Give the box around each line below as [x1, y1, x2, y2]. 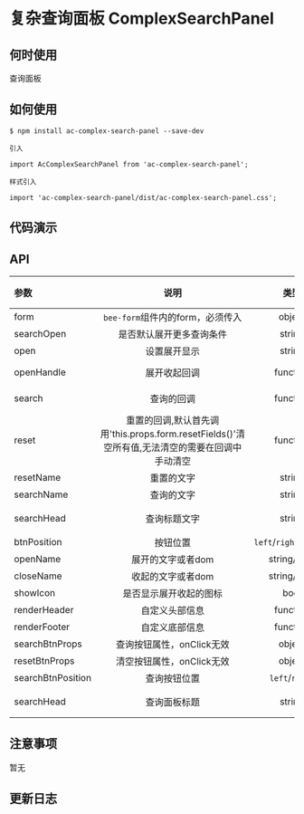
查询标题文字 [145, 512, 201, 525]
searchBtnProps [14, 637, 83, 650]
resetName [14, 472, 62, 484]
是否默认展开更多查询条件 [118, 328, 228, 340]
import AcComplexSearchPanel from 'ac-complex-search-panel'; [9, 159, 249, 168]
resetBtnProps [14, 655, 75, 667]
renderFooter [14, 621, 71, 634]
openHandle [14, 366, 66, 378]
